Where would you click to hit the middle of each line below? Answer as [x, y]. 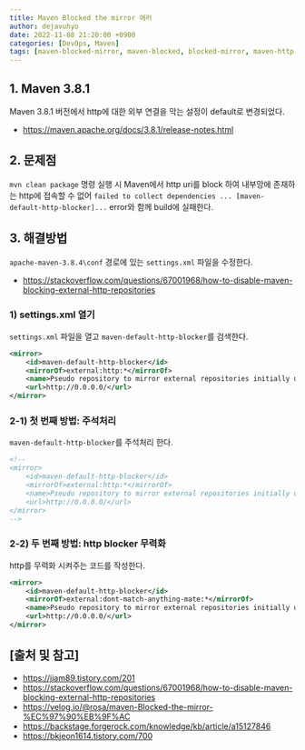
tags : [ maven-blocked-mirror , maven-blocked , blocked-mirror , [129, 52]
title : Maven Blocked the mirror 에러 [81, 18]
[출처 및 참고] [44, 655]
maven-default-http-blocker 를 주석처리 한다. [92, 443]
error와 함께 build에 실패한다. [161, 206]
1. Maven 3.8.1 [50, 89]
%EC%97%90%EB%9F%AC [76, 716]
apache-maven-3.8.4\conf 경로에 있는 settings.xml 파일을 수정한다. [131, 262]
